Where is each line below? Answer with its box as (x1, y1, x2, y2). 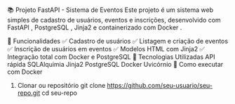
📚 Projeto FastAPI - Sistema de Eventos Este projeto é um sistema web (7, 6, 214, 14)
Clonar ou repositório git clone (17, 82, 106, 89)
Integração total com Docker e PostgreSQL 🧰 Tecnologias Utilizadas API (7, 53, 215, 61)
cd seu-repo (41, 89, 77, 97)
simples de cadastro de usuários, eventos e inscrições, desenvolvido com (7, 16, 221, 24)
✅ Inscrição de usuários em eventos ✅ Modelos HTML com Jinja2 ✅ (7, 45, 206, 53)
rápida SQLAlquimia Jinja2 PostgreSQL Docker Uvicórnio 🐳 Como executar (7, 60, 224, 68)
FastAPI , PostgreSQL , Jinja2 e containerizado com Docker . (7, 23, 182, 32)
